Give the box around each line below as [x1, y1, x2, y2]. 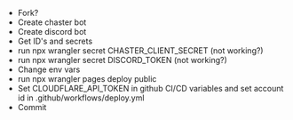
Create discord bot [17, 27, 87, 36]
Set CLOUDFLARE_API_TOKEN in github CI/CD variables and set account [17, 84, 284, 93]
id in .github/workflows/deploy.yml [17, 92, 145, 103]
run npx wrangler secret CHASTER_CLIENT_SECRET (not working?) [17, 45, 264, 56]
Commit [17, 102, 47, 112]
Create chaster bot [17, 17, 87, 28]
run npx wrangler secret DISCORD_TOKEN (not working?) [17, 55, 228, 65]
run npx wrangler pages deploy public [17, 74, 157, 84]
